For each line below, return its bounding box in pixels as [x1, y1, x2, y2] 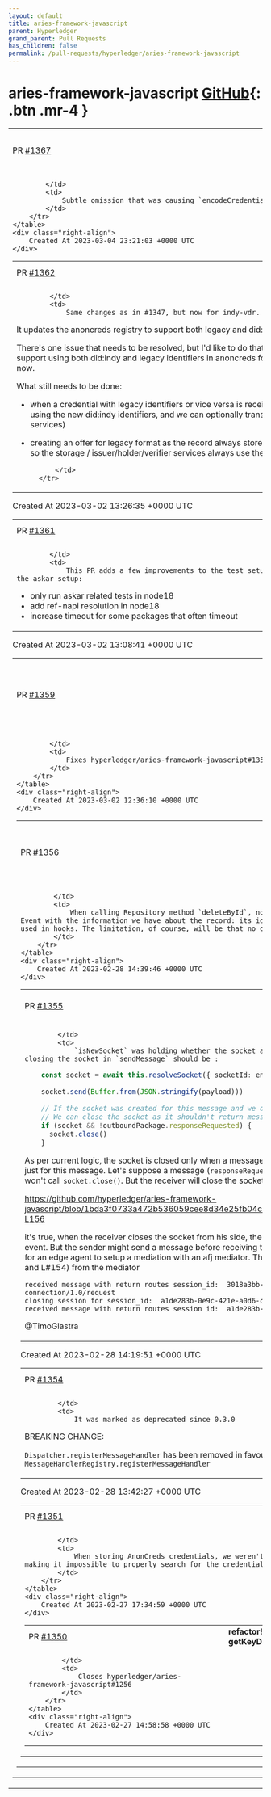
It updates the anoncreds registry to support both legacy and [16, 324, 248, 335]
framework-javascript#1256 [28, 1680, 132, 1689]
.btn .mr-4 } [8, 102, 89, 120]
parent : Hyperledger [8, 27, 78, 35]
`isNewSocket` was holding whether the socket [73, 1046, 256, 1055]
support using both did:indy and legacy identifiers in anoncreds [16, 352, 256, 364]
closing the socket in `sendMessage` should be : [24, 1054, 219, 1063]
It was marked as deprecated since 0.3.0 [73, 1415, 236, 1424]
